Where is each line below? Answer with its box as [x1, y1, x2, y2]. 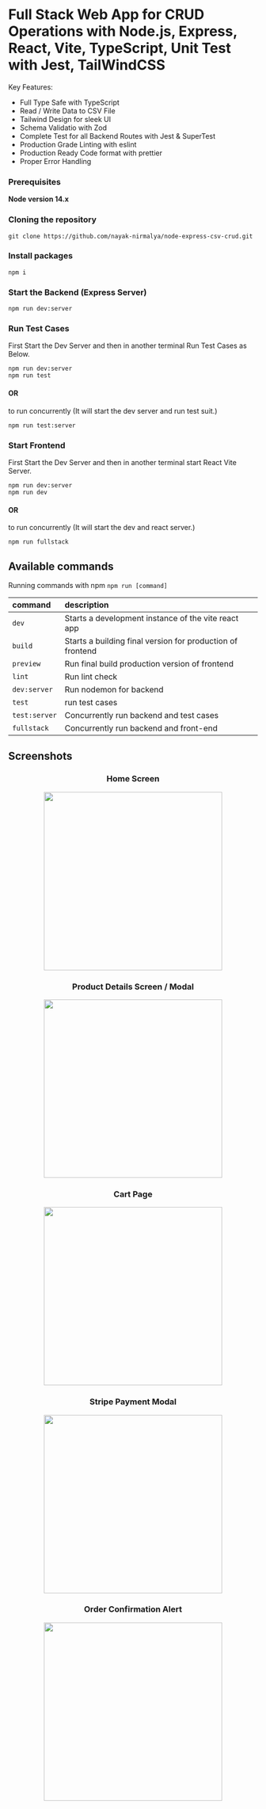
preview [12, 659, 41, 668]
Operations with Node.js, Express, [8, 22, 237, 40]
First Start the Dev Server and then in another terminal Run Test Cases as [8, 341, 247, 350]
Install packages [8, 250, 74, 261]
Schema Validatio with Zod [19, 123, 108, 132]
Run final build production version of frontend [64, 658, 234, 669]
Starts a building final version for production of [64, 635, 238, 647]
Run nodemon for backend [64, 684, 164, 695]
